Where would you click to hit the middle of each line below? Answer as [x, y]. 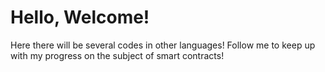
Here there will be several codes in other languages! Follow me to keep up [163, 45]
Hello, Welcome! [80, 17]
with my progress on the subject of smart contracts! [117, 55]
